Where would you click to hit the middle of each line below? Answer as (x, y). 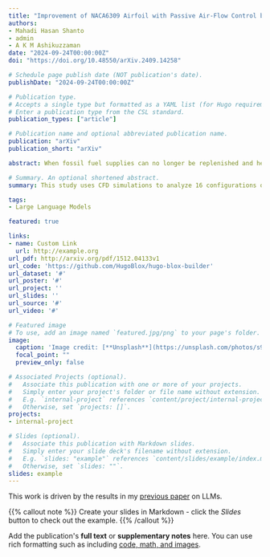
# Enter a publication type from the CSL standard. (96, 112)
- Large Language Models (50, 207)
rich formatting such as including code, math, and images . (104, 545)
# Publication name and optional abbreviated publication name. (118, 134)
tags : (17, 200)
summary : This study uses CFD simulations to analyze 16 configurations (133, 185)
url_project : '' (35, 289)
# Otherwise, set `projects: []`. (70, 407)
